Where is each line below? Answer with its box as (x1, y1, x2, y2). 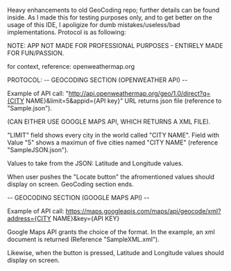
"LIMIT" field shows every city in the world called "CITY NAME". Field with (7, 131, 220, 139)
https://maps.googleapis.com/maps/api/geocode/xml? (65, 207, 221, 215)
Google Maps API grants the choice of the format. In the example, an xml (7, 228, 215, 236)
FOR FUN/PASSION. (7, 49, 65, 57)
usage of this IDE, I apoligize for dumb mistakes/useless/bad (7, 21, 180, 28)
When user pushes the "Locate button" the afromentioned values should (7, 173, 215, 181)
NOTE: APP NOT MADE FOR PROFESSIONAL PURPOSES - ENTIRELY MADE (7, 42, 223, 49)
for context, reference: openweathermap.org (7, 63, 135, 70)
